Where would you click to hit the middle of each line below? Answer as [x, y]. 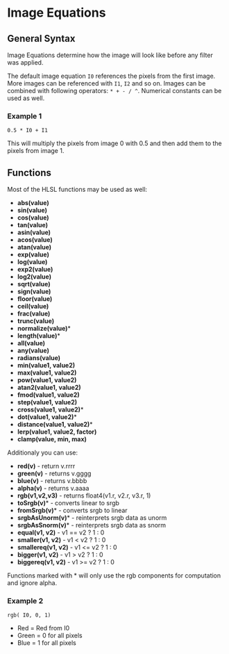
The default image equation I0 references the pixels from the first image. [111, 76]
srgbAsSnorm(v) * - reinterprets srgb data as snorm [92, 525]
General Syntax [41, 39]
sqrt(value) [34, 284]
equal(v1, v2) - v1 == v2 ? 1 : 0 [61, 532]
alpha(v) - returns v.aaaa [53, 489]
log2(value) [34, 277]
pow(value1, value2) [47, 380]
